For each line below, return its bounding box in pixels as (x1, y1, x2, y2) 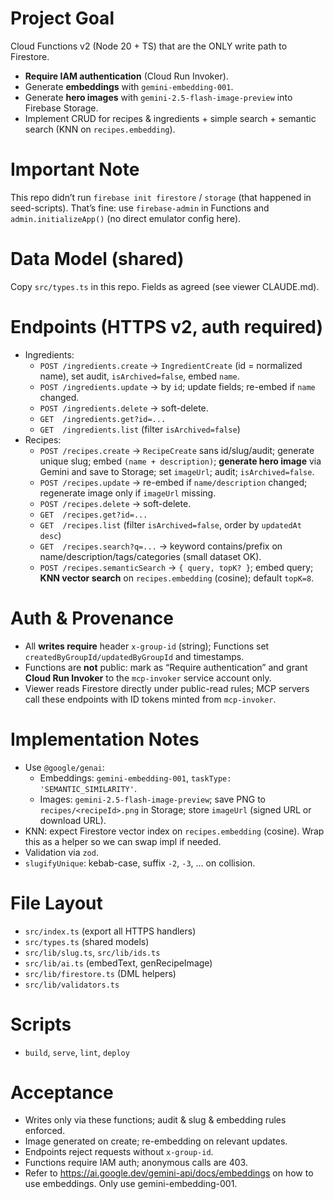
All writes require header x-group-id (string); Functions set (24, 640, 270, 652)
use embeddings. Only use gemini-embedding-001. (24, 1178, 238, 1190)
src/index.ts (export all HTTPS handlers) (24, 925, 197, 937)
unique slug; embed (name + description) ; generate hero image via (39, 455, 322, 467)
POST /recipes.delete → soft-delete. (39, 497, 192, 509)
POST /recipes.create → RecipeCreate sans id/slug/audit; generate (39, 444, 315, 456)
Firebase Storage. (24, 102, 99, 114)
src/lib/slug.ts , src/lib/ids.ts (24, 946, 161, 958)
